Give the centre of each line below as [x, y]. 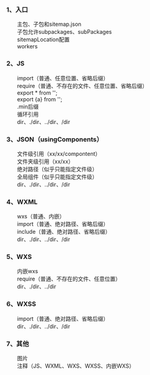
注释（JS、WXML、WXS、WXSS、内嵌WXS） [76, 366]
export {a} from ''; [40, 99]
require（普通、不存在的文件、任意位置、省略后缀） [83, 86]
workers [28, 47]
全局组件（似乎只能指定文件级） [58, 177]
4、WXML [22, 202]
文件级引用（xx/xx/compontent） [59, 153]
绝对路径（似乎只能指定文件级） [58, 169]
